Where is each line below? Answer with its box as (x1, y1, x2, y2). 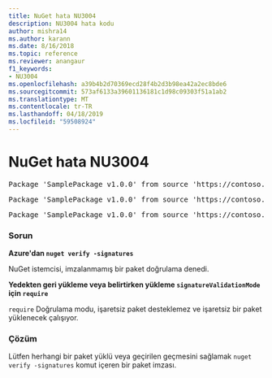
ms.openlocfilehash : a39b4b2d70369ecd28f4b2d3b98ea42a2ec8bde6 (8, 80, 227, 88)
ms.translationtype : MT (8, 95, 89, 103)
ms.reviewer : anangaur (8, 58, 85, 66)
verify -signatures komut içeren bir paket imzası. (8, 360, 177, 370)
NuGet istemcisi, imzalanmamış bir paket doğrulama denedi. (8, 264, 209, 274)
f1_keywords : (8, 65, 53, 73)
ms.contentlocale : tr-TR (8, 102, 93, 111)
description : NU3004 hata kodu (8, 20, 114, 28)
